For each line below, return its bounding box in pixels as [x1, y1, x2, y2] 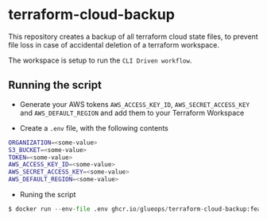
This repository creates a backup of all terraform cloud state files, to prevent [8, 32, 258, 41]
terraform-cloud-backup [8, 6, 175, 24]
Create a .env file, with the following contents [19, 123, 168, 132]
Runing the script [19, 190, 76, 199]
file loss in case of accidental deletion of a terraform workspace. [8, 40, 220, 49]
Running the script [8, 78, 102, 92]
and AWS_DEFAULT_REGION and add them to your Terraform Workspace [19, 108, 245, 117]
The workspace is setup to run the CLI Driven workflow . [8, 55, 192, 65]
